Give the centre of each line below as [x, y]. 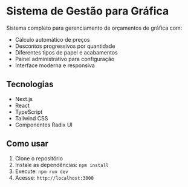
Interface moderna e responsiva [55, 65]
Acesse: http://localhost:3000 [54, 177]
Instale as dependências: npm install [62, 165]
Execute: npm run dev [41, 171]
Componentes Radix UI [44, 125]
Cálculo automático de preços [52, 39]
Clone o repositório [39, 158]
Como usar [28, 144]
